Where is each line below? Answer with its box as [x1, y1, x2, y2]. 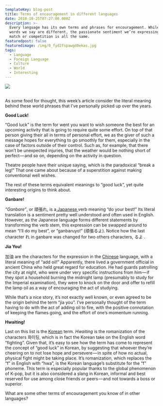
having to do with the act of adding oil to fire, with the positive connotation [5, 304, 154, 310]
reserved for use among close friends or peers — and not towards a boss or [5, 375, 156, 381]
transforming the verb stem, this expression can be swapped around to [5, 222, 147, 228]
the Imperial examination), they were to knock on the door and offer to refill [5, 279, 155, 285]
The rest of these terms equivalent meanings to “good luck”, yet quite [5, 181, 144, 187]
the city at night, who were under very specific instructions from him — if [5, 269, 149, 275]
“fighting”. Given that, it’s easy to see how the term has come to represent [5, 340, 153, 345]
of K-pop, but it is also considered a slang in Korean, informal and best [5, 371, 146, 376]
